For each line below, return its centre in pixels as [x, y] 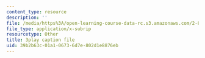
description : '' [27, 18]
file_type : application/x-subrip [49, 29]
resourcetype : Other [33, 34]
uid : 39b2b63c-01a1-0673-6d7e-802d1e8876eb [63, 46]
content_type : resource [37, 12]
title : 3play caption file [41, 40]
